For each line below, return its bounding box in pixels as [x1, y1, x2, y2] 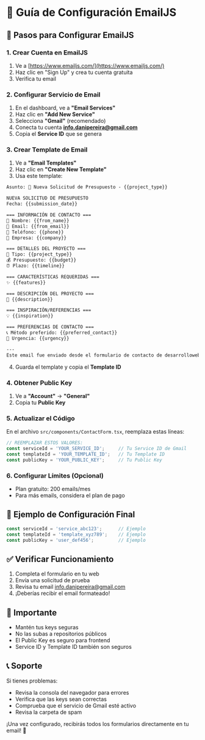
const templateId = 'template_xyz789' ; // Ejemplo [6, 531, 146, 538]
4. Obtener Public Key [6, 379, 73, 387]
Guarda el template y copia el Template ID [15, 363, 121, 371]
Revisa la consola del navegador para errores [15, 689, 129, 696]
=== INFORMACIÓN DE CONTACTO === [6, 212, 92, 218]
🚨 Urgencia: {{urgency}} [6, 335, 70, 341]
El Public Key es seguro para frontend [15, 637, 110, 644]
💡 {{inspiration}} [6, 313, 54, 319]
